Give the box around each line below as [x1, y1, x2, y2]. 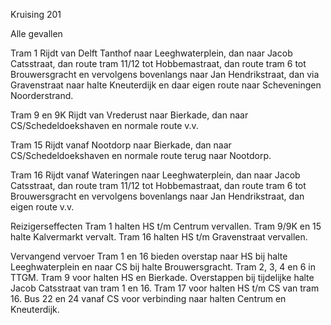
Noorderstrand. [10, 90, 74, 101]
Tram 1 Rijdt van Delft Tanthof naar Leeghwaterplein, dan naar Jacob [10, 47, 293, 59]
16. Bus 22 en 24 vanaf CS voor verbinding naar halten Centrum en [10, 293, 287, 304]
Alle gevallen [10, 28, 63, 39]
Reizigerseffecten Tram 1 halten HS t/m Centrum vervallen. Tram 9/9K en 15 [10, 220, 322, 232]
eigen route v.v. [10, 201, 75, 213]
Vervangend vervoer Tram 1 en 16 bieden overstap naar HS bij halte [10, 250, 288, 262]
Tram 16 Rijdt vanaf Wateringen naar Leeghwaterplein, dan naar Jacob [10, 169, 301, 181]
